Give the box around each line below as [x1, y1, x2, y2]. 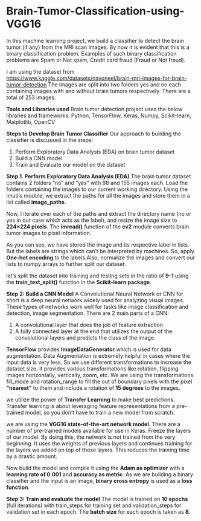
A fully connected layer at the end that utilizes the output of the [14, 328, 173, 335]
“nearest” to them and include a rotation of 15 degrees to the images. [6, 384, 180, 391]
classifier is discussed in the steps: [6, 136, 94, 143]
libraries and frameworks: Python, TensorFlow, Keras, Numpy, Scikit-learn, [6, 112, 192, 119]
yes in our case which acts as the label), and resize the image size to [6, 216, 177, 224]
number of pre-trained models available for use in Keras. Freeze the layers [6, 427, 191, 434]
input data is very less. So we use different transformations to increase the [6, 358, 192, 366]
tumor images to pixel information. [6, 229, 92, 236]
